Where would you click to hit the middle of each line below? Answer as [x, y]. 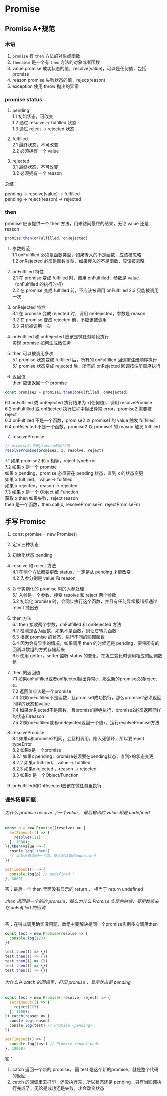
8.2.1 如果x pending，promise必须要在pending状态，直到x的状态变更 [83, 756]
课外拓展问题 [21, 800]
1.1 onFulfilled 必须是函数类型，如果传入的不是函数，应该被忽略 [77, 255]
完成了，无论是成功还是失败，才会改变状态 [61, 1088]
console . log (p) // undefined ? [42, 874]
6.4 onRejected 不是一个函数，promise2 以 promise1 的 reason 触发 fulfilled [83, 427]
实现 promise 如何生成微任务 [42, 343]
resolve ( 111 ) [28, 837]
